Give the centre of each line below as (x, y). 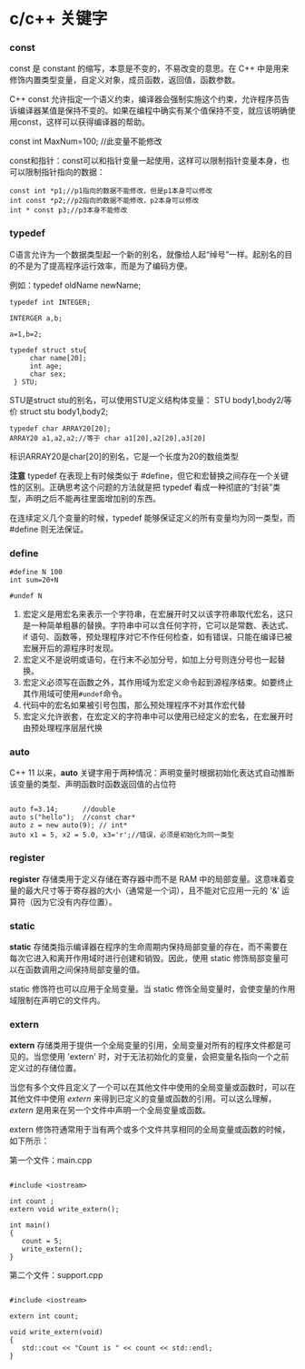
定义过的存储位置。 (45, 1068)
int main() (30, 1225)
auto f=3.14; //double (63, 810)
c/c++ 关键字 (59, 19)
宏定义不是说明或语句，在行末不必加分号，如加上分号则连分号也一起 (150, 660)
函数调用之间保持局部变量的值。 (85, 969)
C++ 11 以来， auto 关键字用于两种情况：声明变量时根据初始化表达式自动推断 (152, 773)
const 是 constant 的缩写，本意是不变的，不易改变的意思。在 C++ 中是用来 (149, 68)
